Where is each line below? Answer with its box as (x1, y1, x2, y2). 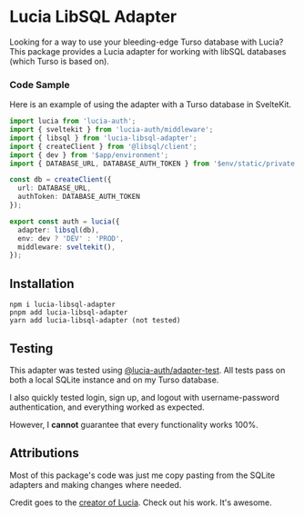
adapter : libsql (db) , (17, 225, 100, 234)
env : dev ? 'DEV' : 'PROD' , (17, 234, 125, 243)
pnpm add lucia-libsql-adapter (9, 308, 128, 317)
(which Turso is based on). (9, 55, 109, 66)
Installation (9, 275, 75, 292)
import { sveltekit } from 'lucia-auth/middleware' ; (9, 125, 214, 134)
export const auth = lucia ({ (9, 216, 120, 226)
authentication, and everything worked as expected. (9, 402, 205, 413)
